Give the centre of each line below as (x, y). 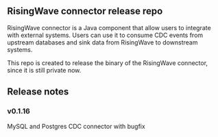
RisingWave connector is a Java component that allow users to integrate (109, 27)
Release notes (38, 92)
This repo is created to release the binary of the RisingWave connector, (107, 63)
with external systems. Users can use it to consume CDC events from (105, 35)
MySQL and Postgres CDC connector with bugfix (76, 126)
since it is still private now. (44, 70)
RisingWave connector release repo (85, 11)
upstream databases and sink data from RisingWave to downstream (102, 42)
